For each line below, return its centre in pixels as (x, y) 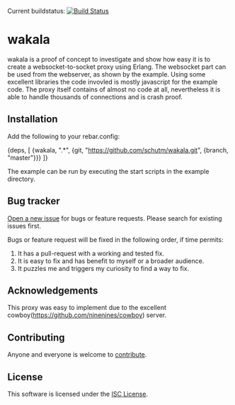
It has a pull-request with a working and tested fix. (91, 253)
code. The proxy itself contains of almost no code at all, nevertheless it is (114, 89)
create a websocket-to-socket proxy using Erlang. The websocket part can (117, 67)
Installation (33, 120)
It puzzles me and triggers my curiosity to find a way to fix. (103, 268)
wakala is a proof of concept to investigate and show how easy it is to (109, 59)
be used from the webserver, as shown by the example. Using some (107, 74)
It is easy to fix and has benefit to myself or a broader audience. (111, 261)
